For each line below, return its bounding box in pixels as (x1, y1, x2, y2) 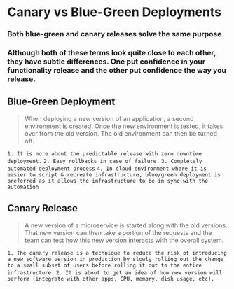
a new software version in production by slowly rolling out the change (7, 255, 224, 262)
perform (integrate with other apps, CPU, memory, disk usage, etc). (7, 275, 215, 282)
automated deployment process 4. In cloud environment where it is (7, 165, 207, 172)
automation (7, 183, 39, 190)
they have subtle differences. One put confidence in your (7, 57, 205, 66)
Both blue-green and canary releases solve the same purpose (7, 29, 222, 39)
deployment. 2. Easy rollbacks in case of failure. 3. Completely (7, 157, 202, 164)
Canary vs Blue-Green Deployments (7, 4, 222, 20)
